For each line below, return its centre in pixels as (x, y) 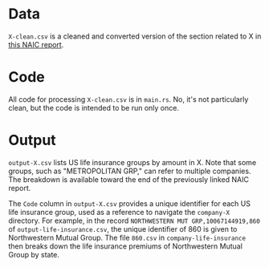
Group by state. (34, 254)
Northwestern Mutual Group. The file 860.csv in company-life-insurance (127, 237)
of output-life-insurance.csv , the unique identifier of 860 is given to (123, 229)
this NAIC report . (36, 44)
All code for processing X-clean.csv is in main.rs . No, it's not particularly (128, 99)
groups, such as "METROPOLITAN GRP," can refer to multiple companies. (130, 171)
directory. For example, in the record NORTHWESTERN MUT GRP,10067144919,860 (134, 220)
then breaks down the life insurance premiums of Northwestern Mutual (126, 246)
